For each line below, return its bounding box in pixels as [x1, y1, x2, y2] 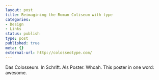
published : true [5, 41, 40, 46]
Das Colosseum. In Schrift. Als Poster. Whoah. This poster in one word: [5, 64, 154, 70]
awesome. [5, 69, 27, 75]
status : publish [5, 31, 40, 36]
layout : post [5, 7, 33, 13]
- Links [5, 26, 22, 32]
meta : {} [5, 45, 24, 50]
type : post [5, 36, 29, 41]
